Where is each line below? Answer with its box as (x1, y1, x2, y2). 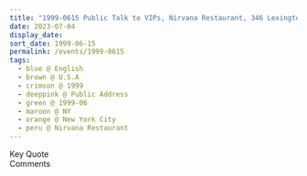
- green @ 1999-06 (17, 98, 89, 108)
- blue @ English (17, 65, 84, 74)
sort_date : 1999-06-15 (9, 38, 96, 48)
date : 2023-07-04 (9, 22, 76, 31)
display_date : (9, 30, 64, 39)
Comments (9, 159, 51, 169)
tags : (9, 56, 30, 65)
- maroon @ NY (17, 107, 71, 116)
